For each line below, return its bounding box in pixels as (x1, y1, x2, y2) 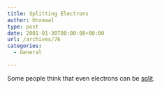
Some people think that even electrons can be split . (7, 74, 155, 82)
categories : (7, 42, 42, 49)
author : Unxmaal (7, 17, 54, 24)
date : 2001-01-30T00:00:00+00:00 (7, 29, 105, 37)
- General (13, 49, 42, 56)
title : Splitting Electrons (7, 10, 89, 17)
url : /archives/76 (7, 36, 61, 43)
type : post (7, 23, 39, 30)
